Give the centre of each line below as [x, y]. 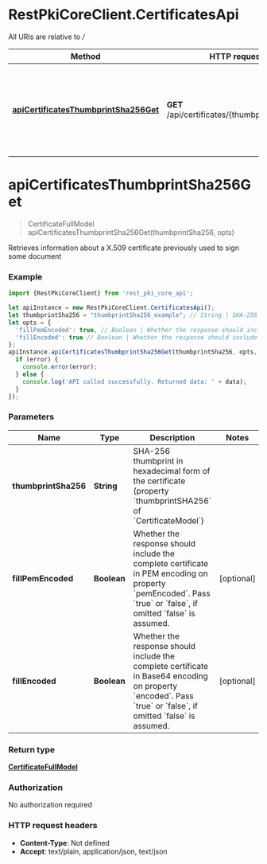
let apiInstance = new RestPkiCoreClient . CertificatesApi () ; [112, 308]
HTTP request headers [53, 826]
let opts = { [30, 323]
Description [172, 437]
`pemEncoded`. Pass [172, 593]
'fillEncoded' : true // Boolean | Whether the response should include [137, 337]
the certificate [159, 481]
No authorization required [50, 805]
